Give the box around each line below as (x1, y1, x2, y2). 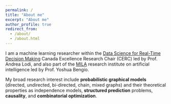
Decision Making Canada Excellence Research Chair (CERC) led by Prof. (5, 55, 158, 61)
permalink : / (5, 7, 33, 13)
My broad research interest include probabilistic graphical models (5, 76, 147, 82)
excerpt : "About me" (5, 17, 50, 22)
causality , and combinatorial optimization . (5, 93, 97, 99)
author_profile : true (5, 22, 52, 27)
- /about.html (10, 36, 40, 41)
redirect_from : (5, 27, 38, 32)
